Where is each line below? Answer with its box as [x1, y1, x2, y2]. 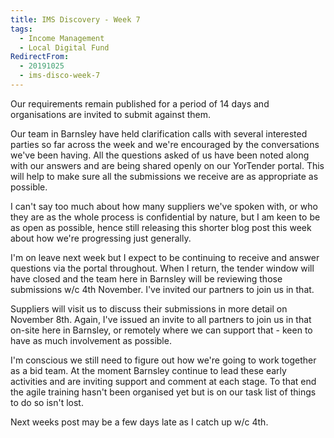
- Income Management [19, 33, 105, 43]
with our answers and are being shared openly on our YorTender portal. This [10, 159, 325, 171]
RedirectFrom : [10, 52, 70, 62]
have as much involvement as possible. [10, 334, 172, 346]
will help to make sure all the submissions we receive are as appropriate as [10, 170, 319, 182]
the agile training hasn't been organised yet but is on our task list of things [10, 386, 317, 398]
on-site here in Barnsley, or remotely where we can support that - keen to [10, 324, 313, 336]
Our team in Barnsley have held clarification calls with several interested [10, 127, 308, 140]
